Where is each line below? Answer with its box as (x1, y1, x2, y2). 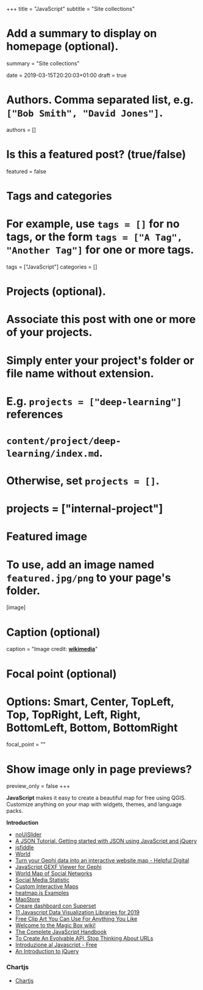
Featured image (6, 530, 87, 544)
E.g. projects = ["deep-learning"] (6, 394, 182, 408)
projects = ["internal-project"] (6, 502, 163, 515)
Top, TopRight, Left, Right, (6, 708, 141, 721)
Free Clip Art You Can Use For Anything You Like (15, 915, 138, 923)
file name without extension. (6, 366, 154, 380)
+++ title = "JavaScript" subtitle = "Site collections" (6, 5, 135, 12)
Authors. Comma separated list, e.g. (6, 93, 194, 107)
